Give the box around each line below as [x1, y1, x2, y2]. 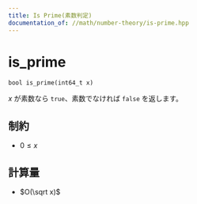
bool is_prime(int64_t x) [8, 79, 93, 87]
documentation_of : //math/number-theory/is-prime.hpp [8, 19, 190, 27]
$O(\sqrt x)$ [19, 187, 61, 197]
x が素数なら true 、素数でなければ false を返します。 [8, 94, 184, 104]
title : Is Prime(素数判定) [8, 11, 93, 20]
